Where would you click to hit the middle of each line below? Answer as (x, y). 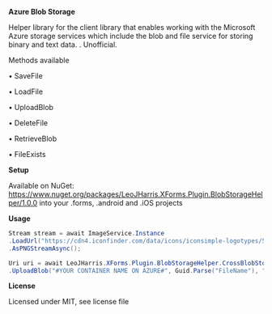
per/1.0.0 (23, 203)
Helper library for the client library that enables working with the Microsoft (132, 27)
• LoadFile (25, 91)
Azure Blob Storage (42, 12)
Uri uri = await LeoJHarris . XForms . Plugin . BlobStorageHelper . (115, 263)
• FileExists (27, 154)
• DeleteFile (28, 123)
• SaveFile (25, 76)
